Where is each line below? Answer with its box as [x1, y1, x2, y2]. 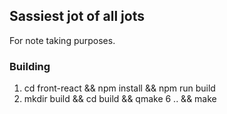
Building [9, 59, 51, 73]
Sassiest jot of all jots [9, 8, 145, 25]
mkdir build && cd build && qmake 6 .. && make [23, 93, 217, 105]
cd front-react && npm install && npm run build [23, 82, 216, 94]
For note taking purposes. [9, 34, 116, 46]
